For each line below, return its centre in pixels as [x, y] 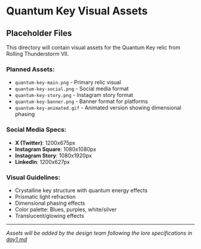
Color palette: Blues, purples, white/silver [66, 209]
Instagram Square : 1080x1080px [56, 149]
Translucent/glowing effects [49, 215]
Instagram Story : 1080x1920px [53, 155]
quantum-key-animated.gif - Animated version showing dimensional [98, 108]
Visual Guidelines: [33, 177]
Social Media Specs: [36, 130]
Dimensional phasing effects [50, 203]
